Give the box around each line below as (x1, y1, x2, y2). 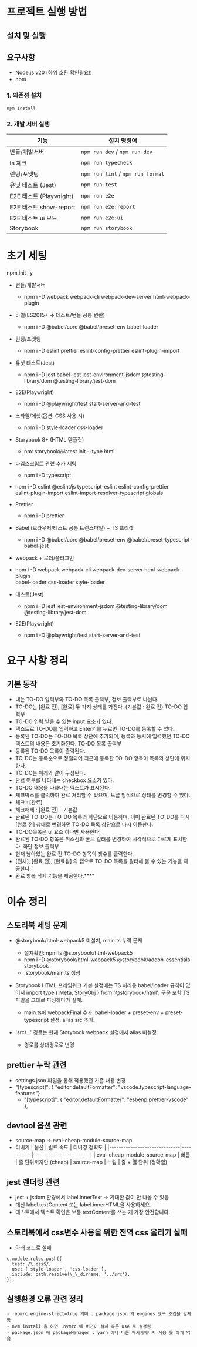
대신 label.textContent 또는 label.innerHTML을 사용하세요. (15, 1201, 151, 1208)
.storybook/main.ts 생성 (23, 969, 81, 976)
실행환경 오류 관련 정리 (6, 1294, 84, 1304)
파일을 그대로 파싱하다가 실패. (15, 996, 83, 1003)
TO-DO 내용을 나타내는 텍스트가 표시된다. (15, 784, 111, 791)
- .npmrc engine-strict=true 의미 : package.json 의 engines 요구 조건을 (6, 1311, 181, 1317)
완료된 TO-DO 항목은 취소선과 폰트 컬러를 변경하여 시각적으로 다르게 (15, 835, 172, 843)
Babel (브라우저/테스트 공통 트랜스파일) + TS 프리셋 (15, 524, 134, 531)
